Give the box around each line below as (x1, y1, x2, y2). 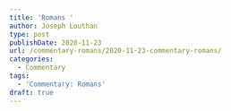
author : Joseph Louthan (9, 21, 98, 30)
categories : (9, 55, 54, 64)
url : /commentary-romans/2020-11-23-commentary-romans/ (9, 47, 222, 55)
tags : (9, 72, 30, 81)
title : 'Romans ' (9, 13, 74, 22)
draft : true (9, 88, 54, 97)
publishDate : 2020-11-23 (9, 38, 102, 47)
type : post (9, 30, 50, 38)
